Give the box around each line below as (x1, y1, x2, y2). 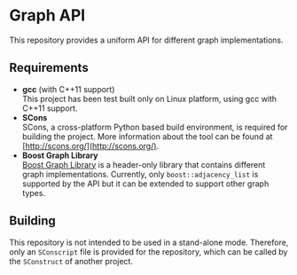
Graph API (9, 5, 86, 26)
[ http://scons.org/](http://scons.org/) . (21, 140, 160, 151)
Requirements (9, 60, 89, 75)
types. (21, 187, 46, 198)
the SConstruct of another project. (9, 255, 133, 266)
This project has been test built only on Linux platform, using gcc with (21, 93, 277, 104)
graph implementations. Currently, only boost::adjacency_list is (21, 169, 259, 179)
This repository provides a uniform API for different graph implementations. (9, 35, 284, 45)
